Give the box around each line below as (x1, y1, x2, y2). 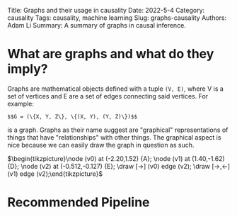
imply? (7, 61, 48, 77)
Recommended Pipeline (7, 194, 150, 211)
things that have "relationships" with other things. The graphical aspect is (7, 133, 221, 141)
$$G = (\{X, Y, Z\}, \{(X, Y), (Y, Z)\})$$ (7, 113, 138, 120)
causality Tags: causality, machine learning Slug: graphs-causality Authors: (7, 13, 227, 22)
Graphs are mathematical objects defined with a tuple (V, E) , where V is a (7, 84, 224, 93)
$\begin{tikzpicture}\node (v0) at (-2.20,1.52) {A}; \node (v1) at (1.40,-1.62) (7, 154, 225, 162)
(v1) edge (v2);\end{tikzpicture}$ (7, 169, 103, 178)
